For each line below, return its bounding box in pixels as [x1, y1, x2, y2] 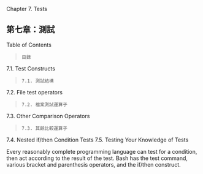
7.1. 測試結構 [21, 78, 54, 84]
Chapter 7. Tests [6, 6, 48, 12]
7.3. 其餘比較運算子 [21, 125, 67, 131]
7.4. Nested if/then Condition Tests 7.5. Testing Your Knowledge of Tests [6, 136, 189, 143]
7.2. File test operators [6, 88, 63, 96]
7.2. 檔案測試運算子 [21, 101, 67, 108]
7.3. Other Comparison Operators [6, 112, 90, 119]
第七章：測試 [6, 25, 55, 35]
